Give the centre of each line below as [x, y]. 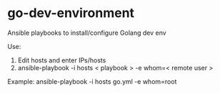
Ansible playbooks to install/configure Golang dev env [87, 33]
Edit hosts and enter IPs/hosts [62, 60]
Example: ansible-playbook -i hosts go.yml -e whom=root [92, 81]
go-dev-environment [71, 13]
